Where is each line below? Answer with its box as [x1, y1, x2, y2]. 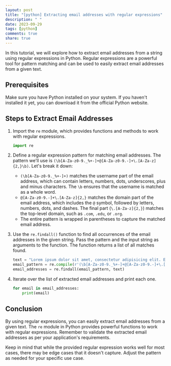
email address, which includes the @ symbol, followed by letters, [20, 200, 154, 206]
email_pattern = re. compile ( [12, 262, 75, 267]
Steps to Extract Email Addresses [5, 114, 113, 123]
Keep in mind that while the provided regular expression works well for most [5, 344, 165, 350]
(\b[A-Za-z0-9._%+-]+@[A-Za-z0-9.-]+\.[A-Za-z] [53, 159, 156, 164]
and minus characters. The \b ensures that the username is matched [20, 184, 164, 190]
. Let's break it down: [28, 163, 73, 169]
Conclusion [5, 304, 43, 313]
